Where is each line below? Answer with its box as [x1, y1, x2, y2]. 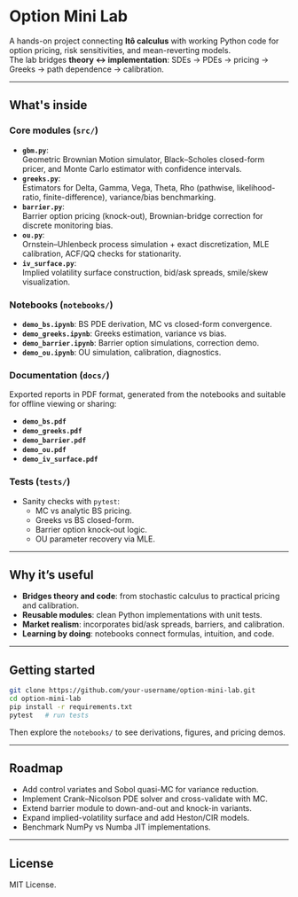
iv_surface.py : [21, 257, 77, 268]
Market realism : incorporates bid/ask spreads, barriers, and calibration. [21, 619, 286, 630]
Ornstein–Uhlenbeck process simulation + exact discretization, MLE [21, 238, 270, 249]
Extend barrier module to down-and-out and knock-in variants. [21, 803, 253, 814]
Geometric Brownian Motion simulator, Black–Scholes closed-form [21, 153, 265, 165]
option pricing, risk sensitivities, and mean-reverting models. [9, 44, 231, 55]
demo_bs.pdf [21, 417, 67, 426]
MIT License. [9, 879, 57, 890]
